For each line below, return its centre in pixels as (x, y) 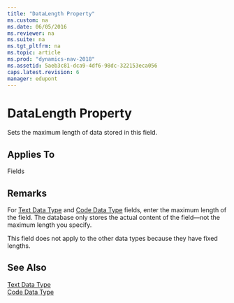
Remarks (27, 193)
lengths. (19, 246)
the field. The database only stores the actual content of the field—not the (114, 217)
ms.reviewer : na (31, 33)
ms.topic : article (34, 53)
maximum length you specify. (50, 225)
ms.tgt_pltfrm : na (34, 46)
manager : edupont (32, 79)
